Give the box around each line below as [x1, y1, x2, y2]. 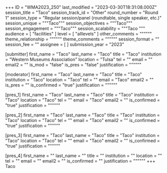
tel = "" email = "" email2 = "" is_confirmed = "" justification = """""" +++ [5, 158, 156, 164]
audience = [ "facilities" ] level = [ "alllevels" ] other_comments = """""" [5, 31, 152, 36]
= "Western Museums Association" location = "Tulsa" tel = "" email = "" [5, 56, 153, 62]
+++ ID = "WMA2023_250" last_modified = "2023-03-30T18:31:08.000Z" [5, 4, 157, 10]
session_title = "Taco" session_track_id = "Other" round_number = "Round [5, 9, 158, 15]
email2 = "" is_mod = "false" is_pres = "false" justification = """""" [5, 62, 141, 67]
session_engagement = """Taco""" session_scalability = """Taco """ [5, 25, 145, 31]
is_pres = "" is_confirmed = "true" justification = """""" [5, 82, 117, 88]
